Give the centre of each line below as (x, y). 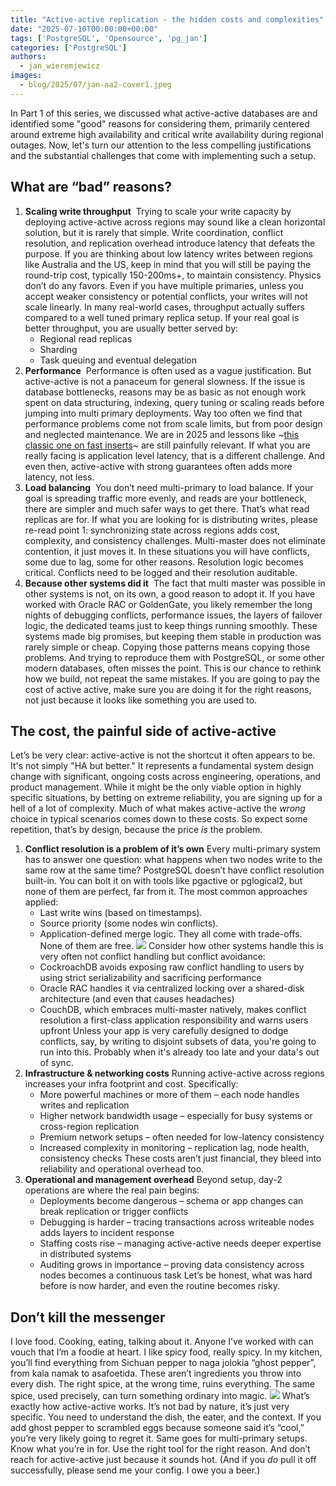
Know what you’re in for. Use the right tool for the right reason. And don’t (160, 1449)
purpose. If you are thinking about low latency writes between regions (168, 253)
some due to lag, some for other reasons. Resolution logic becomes (164, 562)
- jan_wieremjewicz (60, 66)
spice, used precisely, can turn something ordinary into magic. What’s (160, 1396)
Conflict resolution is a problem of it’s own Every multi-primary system (173, 849)
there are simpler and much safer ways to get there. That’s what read (167, 508)
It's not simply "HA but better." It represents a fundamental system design (162, 766)
